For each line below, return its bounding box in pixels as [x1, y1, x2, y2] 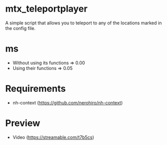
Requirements [5, 83, 66, 94]
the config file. [5, 25, 36, 31]
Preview [5, 118, 41, 129]
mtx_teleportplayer [5, 3, 88, 15]
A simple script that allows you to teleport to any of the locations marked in [5, 20, 162, 26]
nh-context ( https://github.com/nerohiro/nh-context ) [12, 99, 123, 105]
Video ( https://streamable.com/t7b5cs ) [12, 134, 94, 140]
